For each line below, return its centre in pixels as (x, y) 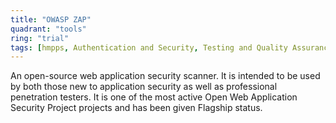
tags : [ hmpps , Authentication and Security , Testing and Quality (149, 47)
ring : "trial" (40, 38)
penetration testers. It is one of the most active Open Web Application (154, 97)
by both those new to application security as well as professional (144, 87)
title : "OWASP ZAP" (51, 19)
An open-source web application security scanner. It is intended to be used (165, 76)
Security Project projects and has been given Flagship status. (136, 108)
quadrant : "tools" (48, 29)
